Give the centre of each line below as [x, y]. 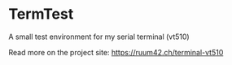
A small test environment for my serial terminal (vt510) [99, 37]
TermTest [41, 14]
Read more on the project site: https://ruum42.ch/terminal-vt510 [116, 52]
